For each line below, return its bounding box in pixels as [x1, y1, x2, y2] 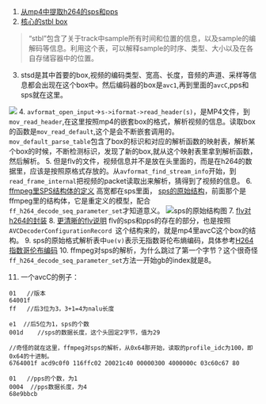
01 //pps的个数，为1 [9, 375, 78, 383]
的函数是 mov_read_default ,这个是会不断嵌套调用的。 [9, 127, 179, 136]
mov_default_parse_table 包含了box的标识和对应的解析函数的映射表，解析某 [9, 137, 256, 146]
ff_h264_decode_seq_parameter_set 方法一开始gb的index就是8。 [9, 256, 216, 265]
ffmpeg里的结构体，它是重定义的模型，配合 [9, 196, 151, 205]
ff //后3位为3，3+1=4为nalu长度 [9, 305, 115, 313]
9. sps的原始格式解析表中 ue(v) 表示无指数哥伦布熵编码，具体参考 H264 [24, 236, 254, 245]
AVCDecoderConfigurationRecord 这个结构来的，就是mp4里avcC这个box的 [9, 226, 249, 235]
